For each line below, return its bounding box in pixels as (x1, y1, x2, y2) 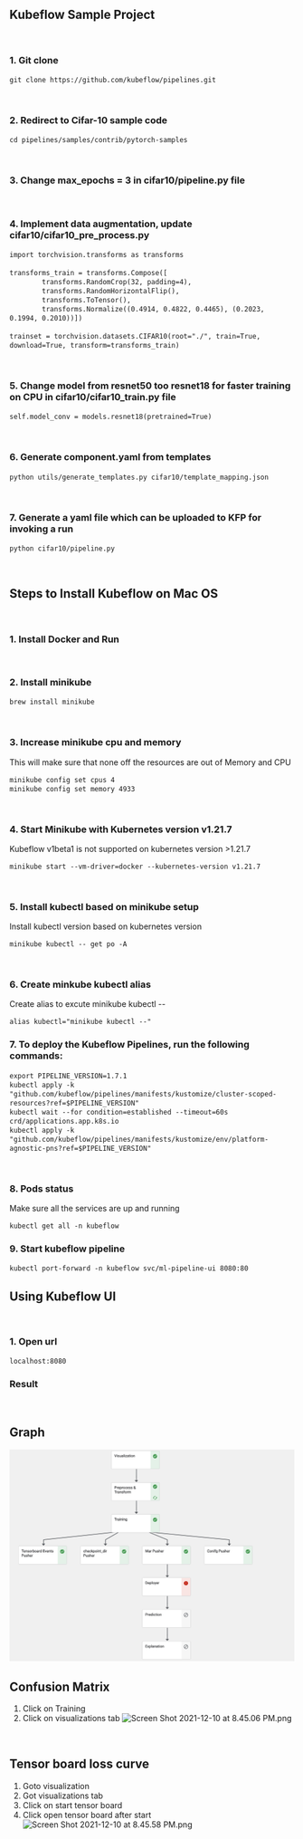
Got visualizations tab (22, 1790, 104, 1801)
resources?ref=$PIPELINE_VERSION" (9, 1098, 140, 1107)
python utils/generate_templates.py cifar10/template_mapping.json (9, 473, 270, 482)
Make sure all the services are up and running (9, 1203, 180, 1214)
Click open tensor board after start (22, 1809, 152, 1820)
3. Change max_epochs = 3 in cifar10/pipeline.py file (9, 174, 246, 187)
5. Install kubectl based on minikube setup (9, 900, 199, 913)
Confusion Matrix (9, 1679, 110, 1694)
